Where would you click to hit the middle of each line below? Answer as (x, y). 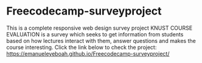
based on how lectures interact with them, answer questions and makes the (101, 41)
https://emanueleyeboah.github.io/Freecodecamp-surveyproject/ (88, 53)
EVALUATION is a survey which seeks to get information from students (95, 34)
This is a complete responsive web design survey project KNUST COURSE (99, 28)
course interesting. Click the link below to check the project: (82, 47)
